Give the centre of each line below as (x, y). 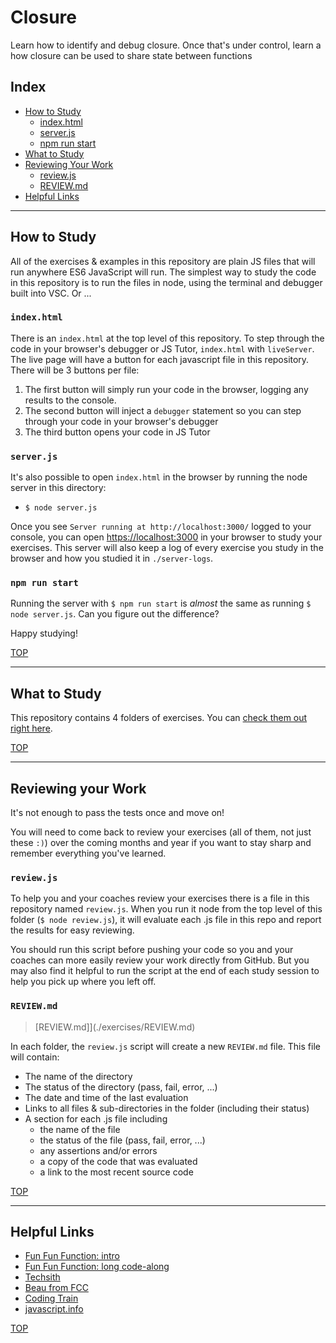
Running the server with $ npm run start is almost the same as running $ (161, 603)
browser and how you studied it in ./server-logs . (112, 558)
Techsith (42, 1277)
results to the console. (70, 400)
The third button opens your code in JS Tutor (117, 432)
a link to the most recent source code (116, 1172)
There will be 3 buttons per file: (75, 370)
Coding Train (51, 1298)
